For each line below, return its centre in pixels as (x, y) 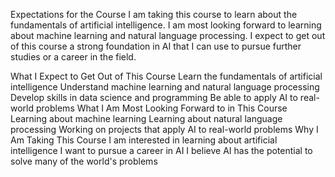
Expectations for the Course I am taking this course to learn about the (154, 14)
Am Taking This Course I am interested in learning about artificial (144, 140)
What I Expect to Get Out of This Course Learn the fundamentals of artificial (166, 76)
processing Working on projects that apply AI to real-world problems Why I (164, 129)
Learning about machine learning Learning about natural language (146, 118)
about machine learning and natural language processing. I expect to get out (168, 35)
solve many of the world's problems (84, 161)
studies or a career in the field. (73, 57)
